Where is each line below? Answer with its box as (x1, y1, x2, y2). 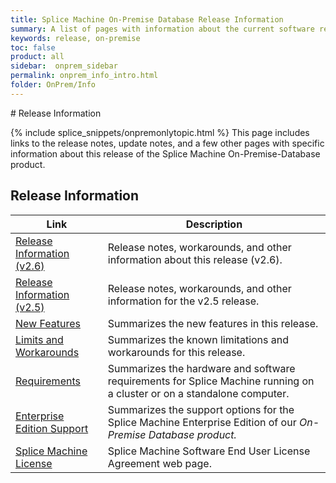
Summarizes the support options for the (107, 402, 295, 416)
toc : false (10, 42, 56, 53)
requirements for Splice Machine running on (107, 374, 315, 388)
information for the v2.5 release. (107, 294, 260, 308)
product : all (10, 52, 65, 62)
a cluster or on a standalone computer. (107, 386, 290, 400)
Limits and (15, 332, 64, 346)
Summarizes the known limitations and (107, 332, 290, 346)
